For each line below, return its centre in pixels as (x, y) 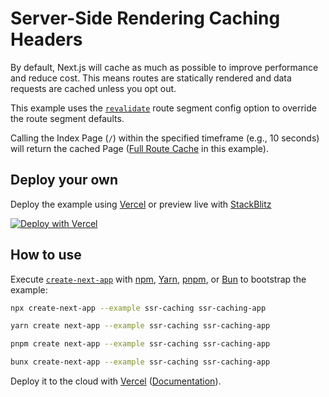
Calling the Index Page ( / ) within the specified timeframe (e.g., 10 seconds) (165, 138)
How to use (46, 255)
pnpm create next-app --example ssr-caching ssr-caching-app (140, 344)
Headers (46, 39)
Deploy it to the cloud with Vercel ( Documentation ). (116, 381)
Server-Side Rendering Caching (145, 18)
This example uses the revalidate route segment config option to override (163, 108)
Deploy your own (64, 180)
